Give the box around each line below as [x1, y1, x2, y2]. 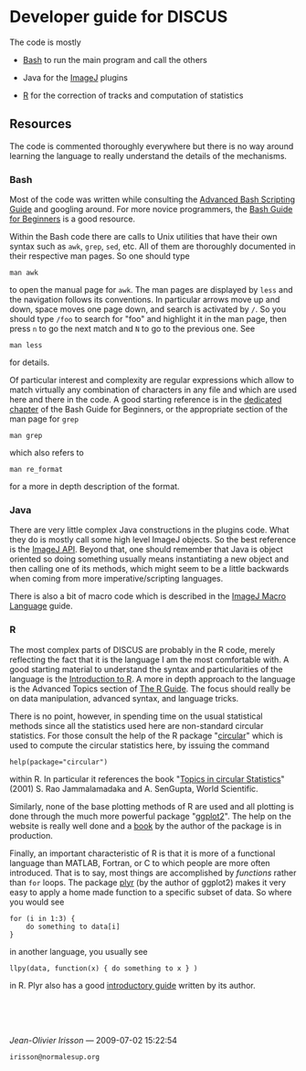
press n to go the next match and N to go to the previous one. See [9, 323, 256, 335]
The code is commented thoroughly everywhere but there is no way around [9, 140, 294, 152]
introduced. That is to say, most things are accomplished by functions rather [9, 867, 297, 878]
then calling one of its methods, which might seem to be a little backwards [9, 563, 290, 574]
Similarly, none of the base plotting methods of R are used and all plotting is [9, 800, 294, 811]
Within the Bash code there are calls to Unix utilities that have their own [9, 231, 278, 242]
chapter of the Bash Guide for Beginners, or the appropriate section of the [9, 404, 288, 415]
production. [9, 830, 53, 841]
